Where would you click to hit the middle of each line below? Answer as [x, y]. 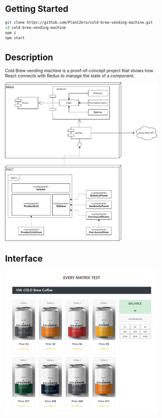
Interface [24, 258]
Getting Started [37, 9]
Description [29, 57]
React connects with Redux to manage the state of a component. [70, 76]
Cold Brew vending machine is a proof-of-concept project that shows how [79, 71]
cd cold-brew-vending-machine [36, 28]
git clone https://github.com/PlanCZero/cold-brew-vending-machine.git [79, 22]
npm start [15, 38]
